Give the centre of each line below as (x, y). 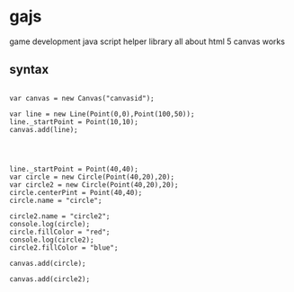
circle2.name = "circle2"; (60, 216)
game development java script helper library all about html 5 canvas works (147, 41)
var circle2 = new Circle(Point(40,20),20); (94, 185)
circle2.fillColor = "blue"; (64, 248)
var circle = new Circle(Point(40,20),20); (92, 177)
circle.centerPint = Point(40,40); (76, 192)
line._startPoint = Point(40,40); (74, 169)
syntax (29, 70)
